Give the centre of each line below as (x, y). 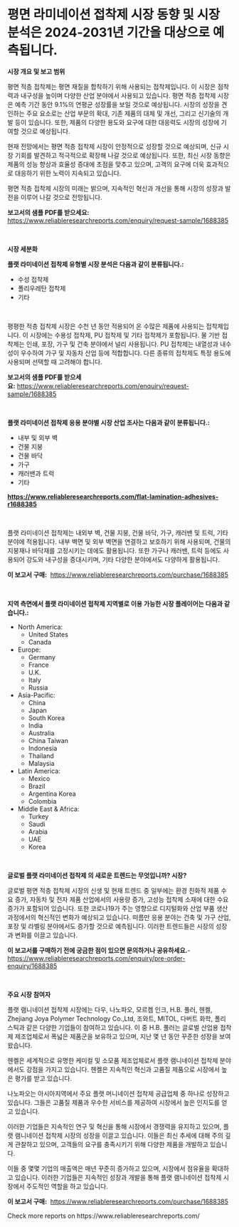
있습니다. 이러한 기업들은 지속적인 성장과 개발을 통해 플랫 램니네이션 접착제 (118, 1177)
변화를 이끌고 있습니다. (46, 935)
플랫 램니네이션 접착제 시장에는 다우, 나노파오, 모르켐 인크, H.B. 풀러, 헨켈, (110, 1009)
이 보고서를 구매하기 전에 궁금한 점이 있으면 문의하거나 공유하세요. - (99, 950)
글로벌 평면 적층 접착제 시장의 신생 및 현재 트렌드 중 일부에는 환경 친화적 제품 (113, 890)
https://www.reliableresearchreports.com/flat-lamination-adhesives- (113, 496)
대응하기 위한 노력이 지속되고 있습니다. (68, 173)
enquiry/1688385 (32, 966)
